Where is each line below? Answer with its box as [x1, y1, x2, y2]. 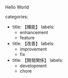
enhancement [19, 30, 48, 35]
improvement [19, 46, 47, 52]
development [19, 63, 47, 69]
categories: [5, 14, 28, 19]
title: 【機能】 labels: [12, 24, 55, 30]
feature [19, 35, 35, 40]
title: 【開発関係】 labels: [12, 57, 64, 63]
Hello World [5, 4, 29, 10]
